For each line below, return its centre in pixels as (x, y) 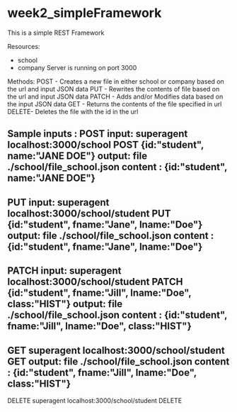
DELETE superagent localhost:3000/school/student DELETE (95, 400)
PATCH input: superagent (64, 271)
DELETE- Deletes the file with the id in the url (73, 111)
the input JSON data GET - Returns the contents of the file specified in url (115, 104)
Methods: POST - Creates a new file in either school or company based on (116, 81)
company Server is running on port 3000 (77, 67)
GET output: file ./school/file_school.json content (118, 361)
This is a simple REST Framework (56, 33)
